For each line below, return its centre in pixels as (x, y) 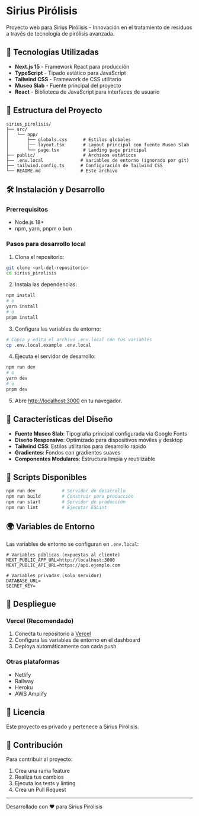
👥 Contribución (35, 745)
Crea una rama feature (42, 771)
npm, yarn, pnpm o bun (43, 229)
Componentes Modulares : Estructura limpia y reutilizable (85, 459)
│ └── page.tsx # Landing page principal (76, 150)
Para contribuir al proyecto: (39, 759)
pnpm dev (17, 389)
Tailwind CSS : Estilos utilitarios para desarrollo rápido (80, 446)
